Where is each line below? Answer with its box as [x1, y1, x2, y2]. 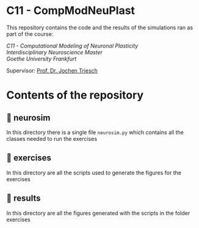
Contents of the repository [6, 88, 144, 102]
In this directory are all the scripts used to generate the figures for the [6, 169, 182, 176]
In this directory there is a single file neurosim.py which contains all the [6, 129, 184, 136]
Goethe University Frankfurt [6, 55, 77, 62]
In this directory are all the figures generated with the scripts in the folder [6, 209, 190, 216]
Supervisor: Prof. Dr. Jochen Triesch [6, 66, 98, 74]
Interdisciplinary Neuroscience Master [6, 48, 103, 55]
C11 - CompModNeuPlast [6, 4, 136, 18]
